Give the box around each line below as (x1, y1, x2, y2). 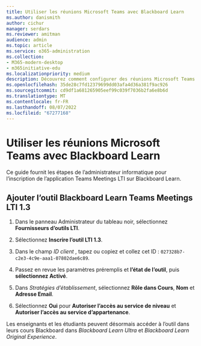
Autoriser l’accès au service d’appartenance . (14, 309, 131, 316)
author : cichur (6, 20, 45, 26)
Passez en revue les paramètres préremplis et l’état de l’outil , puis (14, 266, 180, 274)
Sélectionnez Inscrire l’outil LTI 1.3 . (14, 236, 103, 243)
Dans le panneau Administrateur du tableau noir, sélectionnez (14, 218, 168, 225)
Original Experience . (6, 333, 57, 341)
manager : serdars (6, 25, 50, 32)
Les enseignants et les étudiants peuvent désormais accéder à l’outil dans (6, 321, 190, 328)
